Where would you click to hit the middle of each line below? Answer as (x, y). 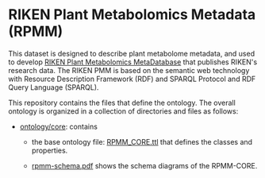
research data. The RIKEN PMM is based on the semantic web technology (129, 70)
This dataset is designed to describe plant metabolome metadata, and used (132, 53)
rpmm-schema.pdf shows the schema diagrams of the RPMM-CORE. (144, 165)
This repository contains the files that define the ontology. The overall (122, 103)
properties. (50, 150)
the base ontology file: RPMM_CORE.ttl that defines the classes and (142, 141)
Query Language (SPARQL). (54, 87)
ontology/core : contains (58, 126)
